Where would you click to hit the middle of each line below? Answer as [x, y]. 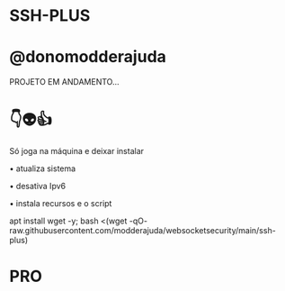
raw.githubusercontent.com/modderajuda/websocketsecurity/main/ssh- [142, 231]
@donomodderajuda [88, 57]
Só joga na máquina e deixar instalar [77, 151]
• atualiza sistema [43, 168]
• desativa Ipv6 [37, 186]
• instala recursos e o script [61, 204]
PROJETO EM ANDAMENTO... [64, 82]
